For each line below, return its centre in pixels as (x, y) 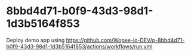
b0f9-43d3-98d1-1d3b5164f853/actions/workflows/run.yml (79, 46)
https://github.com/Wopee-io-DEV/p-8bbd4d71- (125, 40)
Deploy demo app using (36, 40)
